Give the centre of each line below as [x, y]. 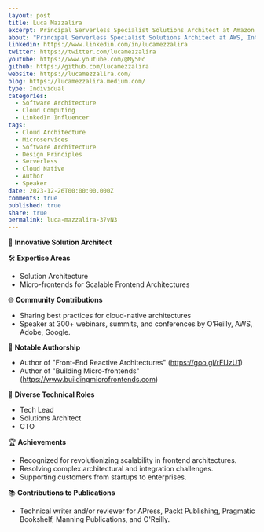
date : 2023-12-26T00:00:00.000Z [61, 191]
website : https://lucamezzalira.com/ [70, 74]
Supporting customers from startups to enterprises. [103, 477]
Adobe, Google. [45, 332]
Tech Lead [37, 410]
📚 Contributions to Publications [62, 493]
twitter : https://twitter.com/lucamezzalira [82, 52]
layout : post [29, 15]
